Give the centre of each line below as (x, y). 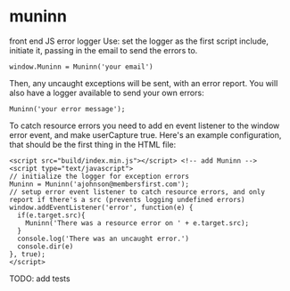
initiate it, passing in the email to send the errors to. (104, 50)
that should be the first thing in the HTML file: (93, 144)
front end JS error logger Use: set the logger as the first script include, (139, 41)
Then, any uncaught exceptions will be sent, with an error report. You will (144, 83)
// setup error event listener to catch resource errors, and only (137, 192)
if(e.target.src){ (52, 215)
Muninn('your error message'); (67, 109)
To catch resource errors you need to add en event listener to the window (145, 125)
